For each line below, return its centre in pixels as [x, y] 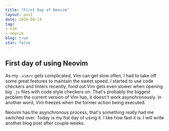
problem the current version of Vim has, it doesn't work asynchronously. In [83, 97]
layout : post [19, 15]
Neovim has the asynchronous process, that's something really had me [80, 112]
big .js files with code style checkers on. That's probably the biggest [78, 92]
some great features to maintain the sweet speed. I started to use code [79, 81]
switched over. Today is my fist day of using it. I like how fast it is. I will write [84, 117]
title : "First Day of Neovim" [37, 10]
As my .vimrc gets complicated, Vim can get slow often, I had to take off [81, 75]
